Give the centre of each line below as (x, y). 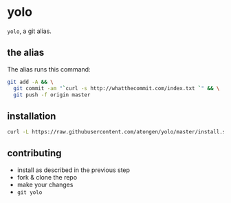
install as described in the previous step (74, 170)
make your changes (45, 184)
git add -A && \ (30, 82)
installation (32, 116)
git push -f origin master (52, 95)
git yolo (30, 192)
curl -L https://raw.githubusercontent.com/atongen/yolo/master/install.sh (118, 132)
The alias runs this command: (49, 69)
